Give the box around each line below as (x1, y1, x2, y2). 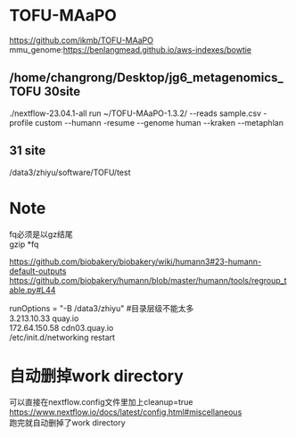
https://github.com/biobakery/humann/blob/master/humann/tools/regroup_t (9, 275, 287, 285)
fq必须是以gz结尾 (9, 228, 73, 239)
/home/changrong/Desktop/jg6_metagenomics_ (9, 70, 284, 86)
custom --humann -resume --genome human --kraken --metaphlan (35, 117, 284, 128)
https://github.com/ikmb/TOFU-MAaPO (9, 35, 154, 45)
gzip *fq (9, 238, 39, 250)
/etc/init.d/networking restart (9, 332, 116, 342)
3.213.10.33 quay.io (9, 313, 79, 324)
